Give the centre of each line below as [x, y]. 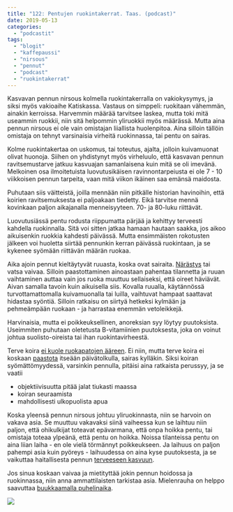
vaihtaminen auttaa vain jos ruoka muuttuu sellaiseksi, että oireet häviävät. [114, 279]
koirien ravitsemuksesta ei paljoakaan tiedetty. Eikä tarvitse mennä [103, 200]
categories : [24, 27]
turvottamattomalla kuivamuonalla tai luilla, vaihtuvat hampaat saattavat [110, 294]
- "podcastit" [34, 33]
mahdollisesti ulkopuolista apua [62, 401]
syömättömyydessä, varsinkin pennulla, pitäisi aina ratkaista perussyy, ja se [116, 366]
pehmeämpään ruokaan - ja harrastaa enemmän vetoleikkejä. [95, 309]
